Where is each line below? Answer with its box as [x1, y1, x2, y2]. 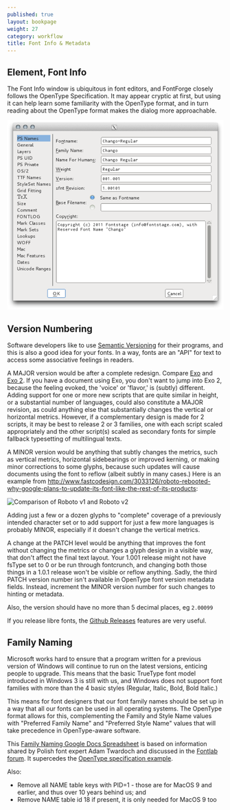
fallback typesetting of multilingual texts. [7, 435, 122, 443]
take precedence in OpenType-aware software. [7, 726, 141, 734]
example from [7, 477, 47, 485]
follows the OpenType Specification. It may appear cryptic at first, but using [7, 91, 221, 100]
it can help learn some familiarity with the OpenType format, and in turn [7, 99, 209, 107]
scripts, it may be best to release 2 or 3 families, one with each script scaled [7, 420, 223, 428]
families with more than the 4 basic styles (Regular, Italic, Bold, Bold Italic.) [7, 684, 218, 693]
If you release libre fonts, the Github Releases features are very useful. [7, 616, 207, 625]
